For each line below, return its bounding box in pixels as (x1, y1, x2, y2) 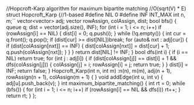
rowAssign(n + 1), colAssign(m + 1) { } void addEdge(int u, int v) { (6, 73, 163, 80)
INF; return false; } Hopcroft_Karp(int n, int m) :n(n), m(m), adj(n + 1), (6, 67, 172, 74)
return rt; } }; (6, 92, 37, 99)
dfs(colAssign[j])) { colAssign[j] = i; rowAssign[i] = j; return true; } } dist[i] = (6, 61, 188, 68)
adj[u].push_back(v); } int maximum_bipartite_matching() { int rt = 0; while (6, 80, 185, 87)
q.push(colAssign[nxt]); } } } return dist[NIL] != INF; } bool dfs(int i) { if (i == (6, 49, 189, 55)
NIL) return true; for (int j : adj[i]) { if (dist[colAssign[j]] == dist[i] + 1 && (6, 55, 177, 62)
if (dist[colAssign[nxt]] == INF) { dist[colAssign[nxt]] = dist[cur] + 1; (6, 42, 169, 49)
